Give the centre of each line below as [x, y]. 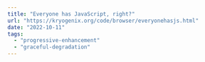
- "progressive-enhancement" [57, 41]
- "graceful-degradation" [52, 47]
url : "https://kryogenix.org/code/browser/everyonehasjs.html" [103, 21]
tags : [15, 34]
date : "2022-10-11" [36, 27]
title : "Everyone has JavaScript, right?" [71, 14]
